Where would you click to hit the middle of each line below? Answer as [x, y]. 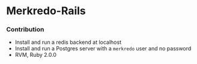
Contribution [25, 30]
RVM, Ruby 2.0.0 [36, 55]
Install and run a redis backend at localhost [68, 42]
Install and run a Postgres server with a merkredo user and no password [103, 49]
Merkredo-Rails [46, 11]
